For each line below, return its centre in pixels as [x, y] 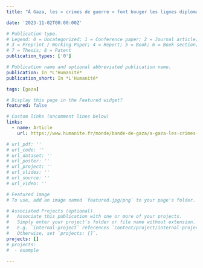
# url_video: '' [27, 183]
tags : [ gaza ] [23, 89]
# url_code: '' [25, 150]
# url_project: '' [29, 167]
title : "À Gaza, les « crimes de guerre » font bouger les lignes [92, 12]
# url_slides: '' [28, 173]
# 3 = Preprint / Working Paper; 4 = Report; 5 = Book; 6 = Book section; [102, 45]
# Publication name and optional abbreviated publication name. [89, 67]
